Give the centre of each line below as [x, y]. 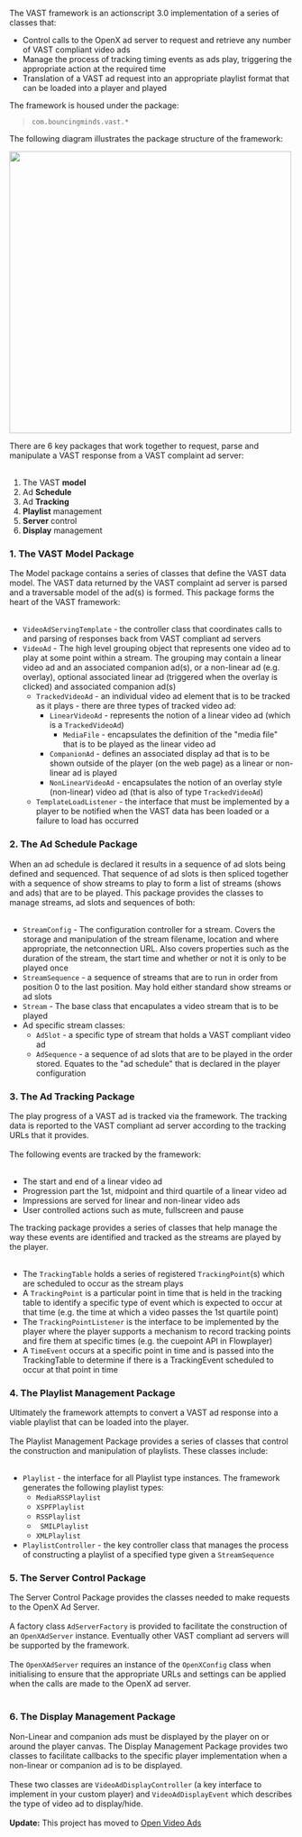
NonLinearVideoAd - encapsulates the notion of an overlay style [165, 783]
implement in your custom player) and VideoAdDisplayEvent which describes [151, 1794]
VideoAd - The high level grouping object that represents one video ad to [156, 648]
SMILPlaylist [64, 1527]
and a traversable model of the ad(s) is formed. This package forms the [142, 592]
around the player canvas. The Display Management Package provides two [149, 1746]
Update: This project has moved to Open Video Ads [105, 1823]
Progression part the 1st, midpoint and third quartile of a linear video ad [154, 1190]
